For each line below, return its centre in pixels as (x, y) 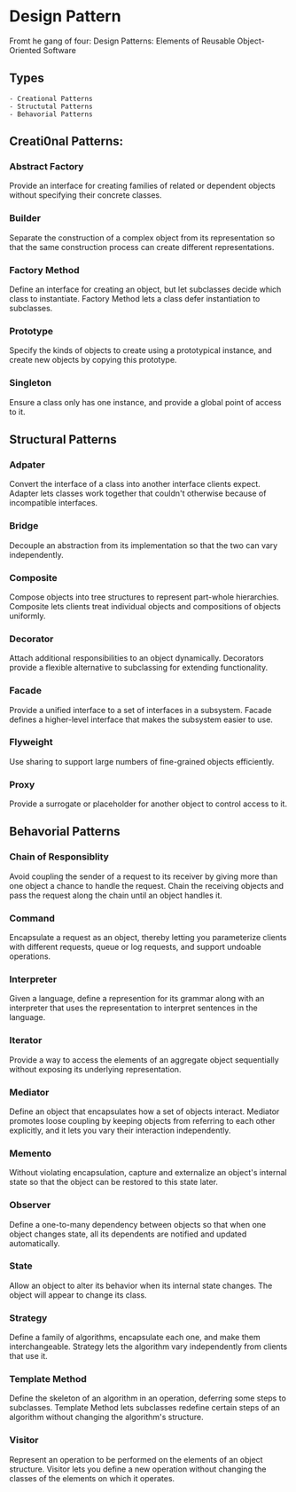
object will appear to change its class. (78, 1295)
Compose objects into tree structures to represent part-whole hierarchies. (144, 597)
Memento (30, 1153)
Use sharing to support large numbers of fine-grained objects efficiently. (142, 761)
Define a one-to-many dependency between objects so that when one (138, 1224)
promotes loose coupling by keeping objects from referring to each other (142, 1120)
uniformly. (27, 616)
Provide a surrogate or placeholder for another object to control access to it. (148, 804)
